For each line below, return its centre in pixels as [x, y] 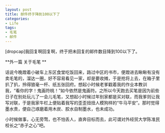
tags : [11, 28]
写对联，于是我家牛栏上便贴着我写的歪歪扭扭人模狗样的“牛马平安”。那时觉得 [82, 103]
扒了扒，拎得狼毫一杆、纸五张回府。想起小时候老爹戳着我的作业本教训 [76, 84]
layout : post [18, 10]
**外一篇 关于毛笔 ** [26, 62]
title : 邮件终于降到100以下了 [33, 14]
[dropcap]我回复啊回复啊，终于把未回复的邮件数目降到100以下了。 [72, 51]
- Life [12, 23]
